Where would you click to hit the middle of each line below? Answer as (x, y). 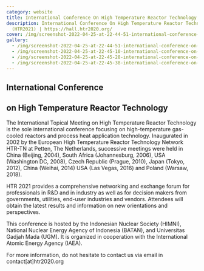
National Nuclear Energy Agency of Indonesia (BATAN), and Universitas (96, 230)
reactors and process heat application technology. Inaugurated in (106, 135)
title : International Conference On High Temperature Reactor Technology (102, 18)
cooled (15, 135)
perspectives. (23, 212)
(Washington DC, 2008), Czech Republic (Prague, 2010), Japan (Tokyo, (96, 161)
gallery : (17, 40)
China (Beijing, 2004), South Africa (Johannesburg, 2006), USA (86, 155)
